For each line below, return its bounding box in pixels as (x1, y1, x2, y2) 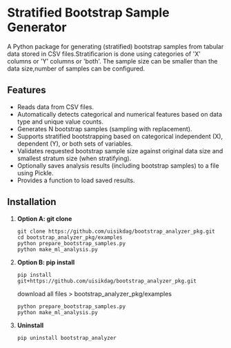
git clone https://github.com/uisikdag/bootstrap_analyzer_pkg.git (17, 228, 215, 235)
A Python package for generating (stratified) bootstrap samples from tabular (7, 42, 224, 50)
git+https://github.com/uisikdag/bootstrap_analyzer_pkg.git (17, 278, 197, 284)
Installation (7, 196, 57, 208)
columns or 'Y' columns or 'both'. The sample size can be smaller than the (7, 57, 218, 65)
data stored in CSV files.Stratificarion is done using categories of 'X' (7, 50, 201, 58)
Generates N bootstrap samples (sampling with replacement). (17, 124, 192, 133)
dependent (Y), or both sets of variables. (17, 139, 133, 148)
